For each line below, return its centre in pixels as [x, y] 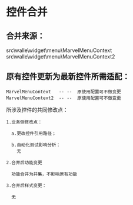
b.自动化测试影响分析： [36, 145]
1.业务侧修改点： [24, 122]
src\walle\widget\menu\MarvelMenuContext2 [61, 56]
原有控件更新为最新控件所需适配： [68, 77]
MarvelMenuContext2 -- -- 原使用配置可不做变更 [64, 98]
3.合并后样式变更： [26, 186]
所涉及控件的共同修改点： [37, 109]
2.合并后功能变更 [24, 162]
